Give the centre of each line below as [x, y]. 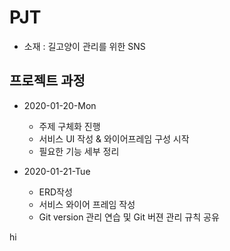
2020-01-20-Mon [60, 105]
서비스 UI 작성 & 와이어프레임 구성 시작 [114, 138]
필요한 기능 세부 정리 [79, 151]
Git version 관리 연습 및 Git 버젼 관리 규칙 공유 [129, 217]
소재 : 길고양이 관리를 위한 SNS [84, 46]
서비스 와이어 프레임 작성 [87, 204]
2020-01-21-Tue [57, 171]
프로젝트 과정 [47, 81]
